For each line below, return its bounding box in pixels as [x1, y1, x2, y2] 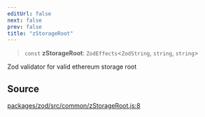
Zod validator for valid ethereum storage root [7, 62, 137, 71]
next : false [7, 17, 42, 24]
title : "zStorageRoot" [7, 29, 73, 37]
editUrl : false [7, 10, 52, 18]
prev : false [7, 23, 42, 30]
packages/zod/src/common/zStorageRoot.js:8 [7, 102, 141, 110]
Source [7, 83, 40, 95]
